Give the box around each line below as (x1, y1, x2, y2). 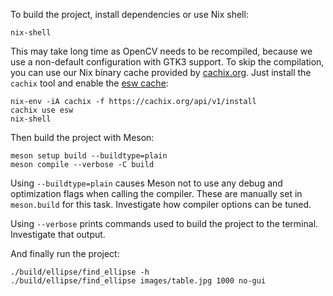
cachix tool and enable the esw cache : (10, 77, 169, 89)
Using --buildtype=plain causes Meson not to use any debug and (10, 177, 283, 189)
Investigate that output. (10, 229, 106, 240)
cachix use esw (10, 105, 74, 115)
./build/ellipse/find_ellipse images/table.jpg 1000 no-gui (10, 276, 267, 286)
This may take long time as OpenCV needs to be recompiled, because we (10, 45, 313, 57)
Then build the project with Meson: (10, 132, 155, 143)
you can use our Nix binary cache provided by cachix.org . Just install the (10, 67, 312, 78)
